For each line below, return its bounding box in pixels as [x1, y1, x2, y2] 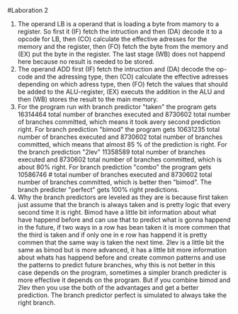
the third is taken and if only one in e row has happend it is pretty [17, 230, 208, 239]
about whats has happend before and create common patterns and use [17, 253, 226, 262]
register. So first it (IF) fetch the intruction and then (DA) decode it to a [17, 28, 223, 35]
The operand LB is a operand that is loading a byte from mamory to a [17, 20, 220, 28]
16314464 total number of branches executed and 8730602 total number [17, 110, 231, 118]
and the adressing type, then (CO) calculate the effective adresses [34, 72, 229, 81]
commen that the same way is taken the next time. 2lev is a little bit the [17, 238, 225, 247]
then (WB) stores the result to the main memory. [17, 95, 159, 103]
